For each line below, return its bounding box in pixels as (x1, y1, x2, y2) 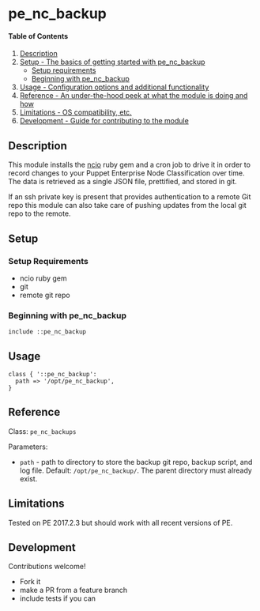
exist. (19, 473, 38, 483)
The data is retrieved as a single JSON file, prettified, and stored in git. (8, 177, 237, 187)
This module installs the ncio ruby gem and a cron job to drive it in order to (8, 160, 251, 170)
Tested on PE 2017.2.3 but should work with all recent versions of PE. (8, 518, 233, 527)
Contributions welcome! (8, 562, 86, 571)
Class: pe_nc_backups (8, 426, 77, 436)
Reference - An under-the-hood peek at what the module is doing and (19, 91, 248, 100)
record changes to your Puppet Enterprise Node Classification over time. (8, 168, 245, 178)
